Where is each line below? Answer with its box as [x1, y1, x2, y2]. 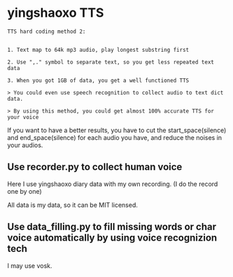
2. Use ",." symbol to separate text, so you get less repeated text [7, 58, 215, 66]
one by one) [7, 187, 42, 195]
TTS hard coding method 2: [7, 28, 86, 35]
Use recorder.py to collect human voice [7, 161, 183, 173]
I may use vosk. [7, 261, 52, 270]
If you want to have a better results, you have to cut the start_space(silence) [7, 126, 227, 134]
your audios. [7, 141, 43, 149]
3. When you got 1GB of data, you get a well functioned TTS [7, 77, 190, 84]
